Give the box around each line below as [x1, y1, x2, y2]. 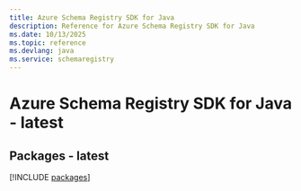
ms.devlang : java [9, 47, 75, 56]
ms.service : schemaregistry [9, 55, 115, 64]
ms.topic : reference [9, 38, 87, 48]
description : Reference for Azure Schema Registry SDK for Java [9, 22, 255, 30]
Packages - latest [9, 148, 110, 163]
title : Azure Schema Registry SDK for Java [9, 13, 175, 22]
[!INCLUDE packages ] [9, 172, 91, 182]
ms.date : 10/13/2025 [9, 30, 87, 39]
